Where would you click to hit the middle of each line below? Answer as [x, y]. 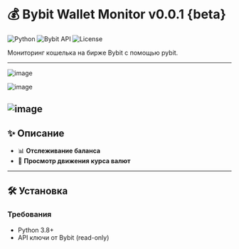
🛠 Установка [38, 190]
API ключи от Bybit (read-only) [63, 237]
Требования [30, 214]
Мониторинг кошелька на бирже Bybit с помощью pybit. [93, 52]
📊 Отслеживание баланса [59, 151]
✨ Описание [36, 133]
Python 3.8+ [36, 230]
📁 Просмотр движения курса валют [74, 161]
